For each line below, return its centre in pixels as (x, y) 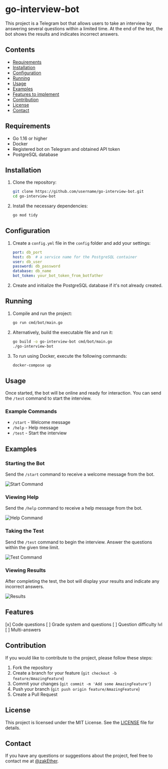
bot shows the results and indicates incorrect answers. (62, 34)
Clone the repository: (35, 182)
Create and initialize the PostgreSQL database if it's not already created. (88, 286)
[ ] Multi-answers (23, 630)
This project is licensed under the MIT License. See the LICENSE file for (80, 722)
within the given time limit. (32, 547)
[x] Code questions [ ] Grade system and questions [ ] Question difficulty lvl (84, 624)
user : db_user (27, 262)
